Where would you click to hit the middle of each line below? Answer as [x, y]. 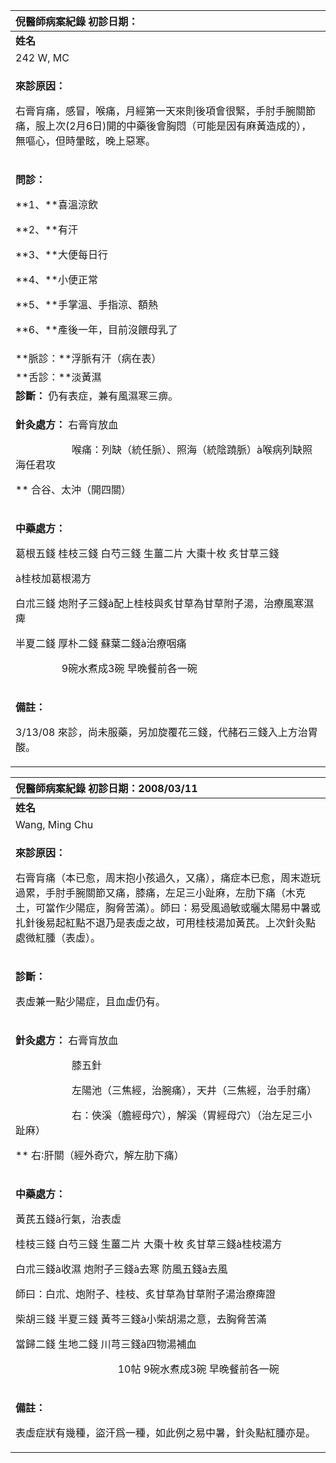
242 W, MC [42, 57]
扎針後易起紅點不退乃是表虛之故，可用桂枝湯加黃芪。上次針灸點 [166, 922]
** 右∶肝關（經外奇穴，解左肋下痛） [100, 1155]
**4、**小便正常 [56, 279]
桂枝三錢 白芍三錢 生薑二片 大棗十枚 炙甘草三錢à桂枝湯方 [149, 1244]
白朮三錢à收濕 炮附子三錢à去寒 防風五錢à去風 [121, 1269]
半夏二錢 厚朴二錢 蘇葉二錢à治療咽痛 [101, 643]
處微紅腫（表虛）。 [58, 937]
